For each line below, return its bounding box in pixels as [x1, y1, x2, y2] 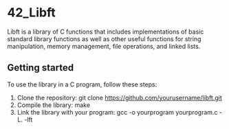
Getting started [7, 62, 74, 73]
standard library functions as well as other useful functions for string [7, 34, 201, 43]
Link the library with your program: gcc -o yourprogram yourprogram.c [17, 108, 218, 116]
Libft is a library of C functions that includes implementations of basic [7, 27, 204, 36]
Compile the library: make [17, 101, 91, 109]
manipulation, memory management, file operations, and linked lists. [7, 42, 201, 50]
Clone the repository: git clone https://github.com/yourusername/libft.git [17, 93, 222, 102]
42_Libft [7, 5, 56, 21]
